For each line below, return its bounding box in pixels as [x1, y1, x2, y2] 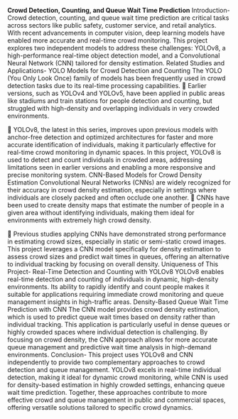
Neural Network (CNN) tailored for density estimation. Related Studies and [7, 59, 225, 67]
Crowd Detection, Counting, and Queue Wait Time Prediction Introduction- [7, 6, 230, 14]
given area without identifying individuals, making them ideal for [7, 209, 195, 217]
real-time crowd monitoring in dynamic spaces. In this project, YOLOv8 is [7, 148, 222, 156]
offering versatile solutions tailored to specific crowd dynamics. [7, 403, 193, 411]
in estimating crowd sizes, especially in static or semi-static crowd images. [7, 237, 226, 246]
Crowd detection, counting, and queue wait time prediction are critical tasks [7, 13, 229, 22]
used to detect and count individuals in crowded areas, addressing [7, 156, 202, 164]
